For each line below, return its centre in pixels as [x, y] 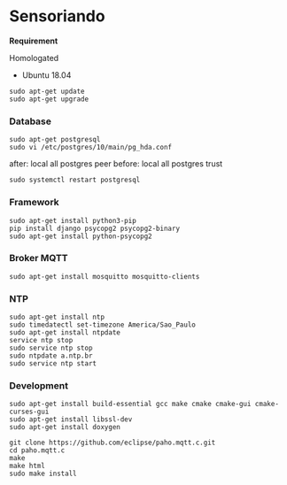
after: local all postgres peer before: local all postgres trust [116, 164]
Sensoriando [57, 16]
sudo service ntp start [53, 364]
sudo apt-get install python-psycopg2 [81, 236]
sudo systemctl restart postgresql [75, 180]
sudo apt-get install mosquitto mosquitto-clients [105, 276]
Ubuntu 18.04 [47, 75]
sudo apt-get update [47, 91]
